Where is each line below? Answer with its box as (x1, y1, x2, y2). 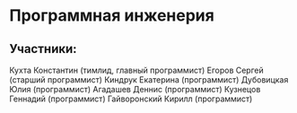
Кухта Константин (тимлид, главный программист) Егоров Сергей (9, 65, 264, 75)
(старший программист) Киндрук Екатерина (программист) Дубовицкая (9, 74, 289, 85)
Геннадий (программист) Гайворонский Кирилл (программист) (9, 93, 253, 104)
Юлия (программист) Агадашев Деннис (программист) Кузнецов (9, 84, 261, 94)
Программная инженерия (9, 5, 215, 26)
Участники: (9, 41, 78, 56)
